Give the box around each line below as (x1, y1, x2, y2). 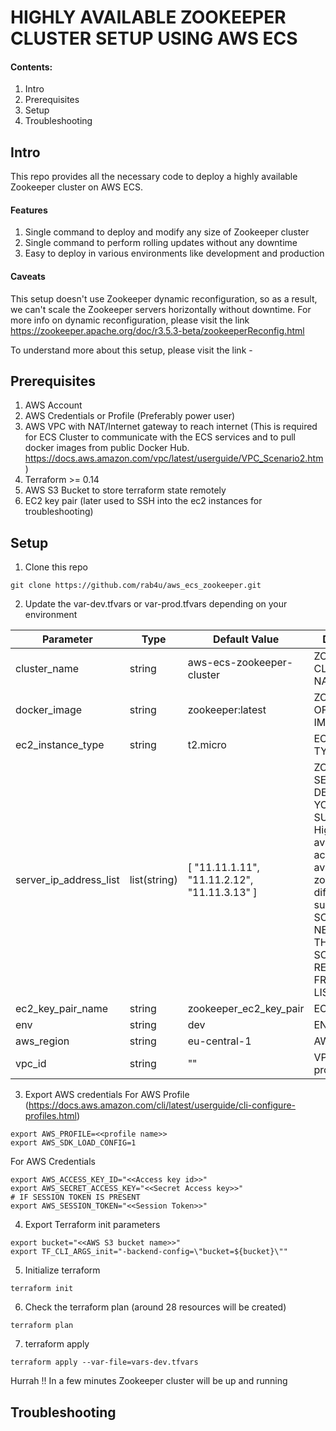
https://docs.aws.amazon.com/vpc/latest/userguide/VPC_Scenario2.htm (24, 452, 324, 465)
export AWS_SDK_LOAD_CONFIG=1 (10, 1138, 137, 1148)
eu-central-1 (187, 1034, 252, 1048)
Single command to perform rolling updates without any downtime (24, 237, 298, 249)
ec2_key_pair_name (15, 1002, 109, 1016)
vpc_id (15, 1057, 47, 1071)
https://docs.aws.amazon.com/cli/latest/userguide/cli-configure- (28, 1099, 297, 1111)
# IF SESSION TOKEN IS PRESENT (10, 1192, 141, 1203)
